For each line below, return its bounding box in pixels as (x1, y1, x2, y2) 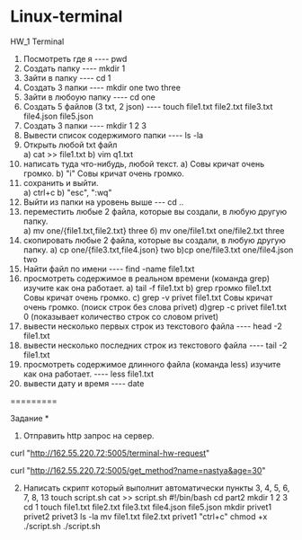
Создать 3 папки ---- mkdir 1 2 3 (22, 120, 147, 131)
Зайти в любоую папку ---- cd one (22, 92, 156, 102)
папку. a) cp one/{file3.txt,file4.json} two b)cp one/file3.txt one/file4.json (22, 244, 294, 255)
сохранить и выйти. (22, 177, 99, 188)
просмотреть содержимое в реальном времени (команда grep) (22, 272, 271, 284)
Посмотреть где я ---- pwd (22, 53, 128, 64)
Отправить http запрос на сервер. (22, 429, 155, 441)
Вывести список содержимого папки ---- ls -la (22, 129, 204, 140)
